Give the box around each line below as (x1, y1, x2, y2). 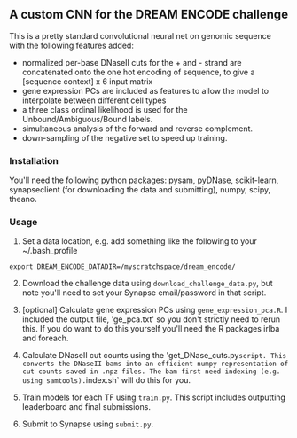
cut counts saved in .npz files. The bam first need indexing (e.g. (21, 367, 281, 376)
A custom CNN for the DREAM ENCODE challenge (9, 7, 289, 22)
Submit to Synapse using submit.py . (21, 418, 153, 429)
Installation (9, 154, 59, 167)
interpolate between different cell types (21, 95, 167, 106)
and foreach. (21, 332, 69, 344)
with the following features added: (9, 40, 135, 51)
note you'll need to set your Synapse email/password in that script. (21, 287, 267, 298)
